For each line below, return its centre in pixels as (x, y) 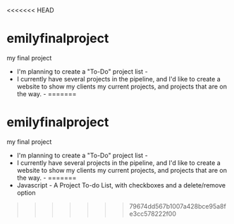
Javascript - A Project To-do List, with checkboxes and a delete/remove (121, 185)
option (26, 192)
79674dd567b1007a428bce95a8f (178, 206)
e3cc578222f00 (153, 213)
